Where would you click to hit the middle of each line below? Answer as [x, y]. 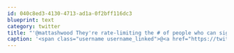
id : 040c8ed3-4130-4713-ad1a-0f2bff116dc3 [70, 13]
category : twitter [34, 26]
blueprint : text [31, 20]
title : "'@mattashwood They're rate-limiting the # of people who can [112, 33]
